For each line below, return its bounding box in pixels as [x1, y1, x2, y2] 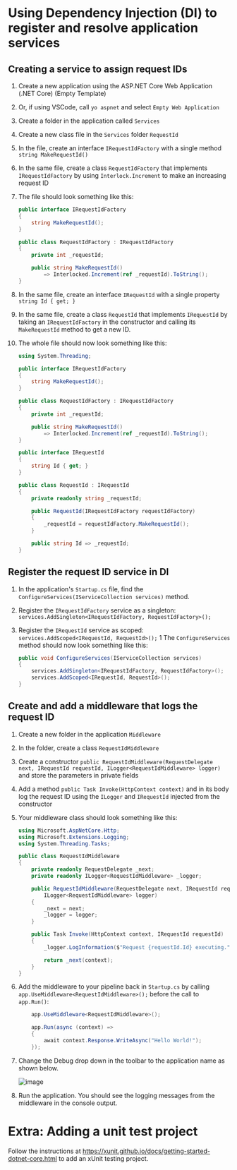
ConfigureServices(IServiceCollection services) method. [18, 592, 190, 601]
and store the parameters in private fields [18, 771, 139, 779]
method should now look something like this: [18, 641, 149, 649]
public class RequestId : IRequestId [18, 481, 130, 488]
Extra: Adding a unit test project [8, 1123, 198, 1139]
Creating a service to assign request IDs [8, 63, 188, 75]
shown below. [18, 1063, 59, 1072]
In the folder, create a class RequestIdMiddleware [18, 743, 159, 752]
